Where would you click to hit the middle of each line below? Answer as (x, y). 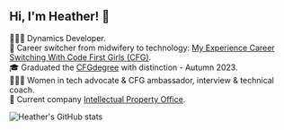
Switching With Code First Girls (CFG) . (80, 57)
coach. (22, 90)
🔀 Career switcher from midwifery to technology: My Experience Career (142, 48)
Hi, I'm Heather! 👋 (60, 17)
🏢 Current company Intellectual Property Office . (98, 99)
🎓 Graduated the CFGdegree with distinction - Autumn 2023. (124, 67)
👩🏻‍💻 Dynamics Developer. (58, 38)
